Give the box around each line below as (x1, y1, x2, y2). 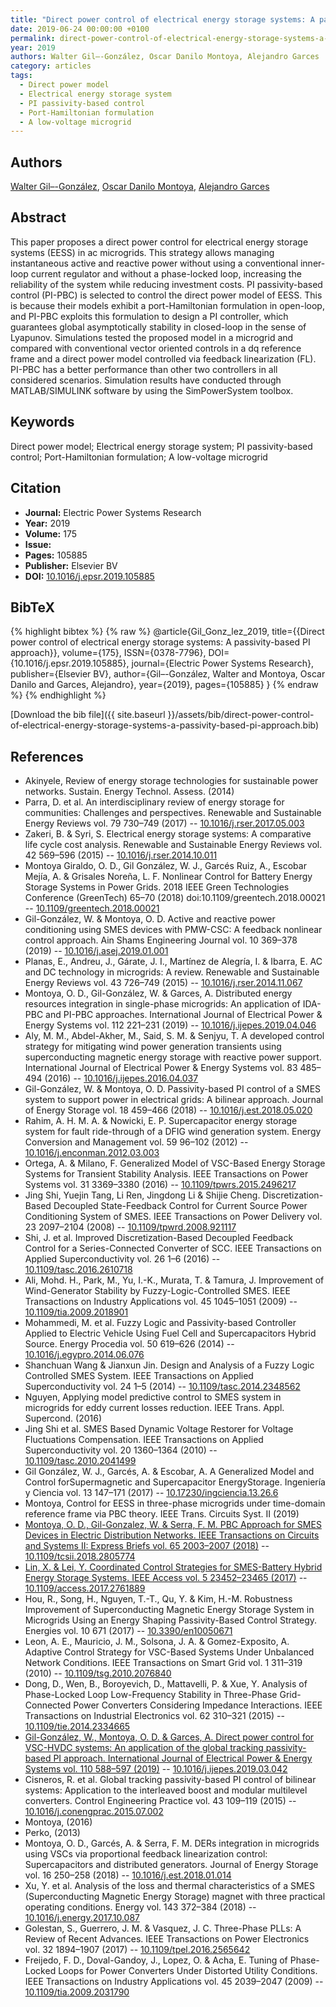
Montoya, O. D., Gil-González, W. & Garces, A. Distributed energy (24, 987, 293, 1000)
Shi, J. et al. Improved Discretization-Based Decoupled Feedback (24, 1232, 294, 1244)
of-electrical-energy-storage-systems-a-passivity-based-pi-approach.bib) (10, 719, 320, 731)
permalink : (10, 33, 56, 43)
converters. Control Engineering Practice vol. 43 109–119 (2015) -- (24, 1795, 297, 1807)
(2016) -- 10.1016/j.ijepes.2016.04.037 (44, 1072, 199, 1085)
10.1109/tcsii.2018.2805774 (24, 1551, 136, 1563)
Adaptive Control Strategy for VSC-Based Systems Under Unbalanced (24, 1646, 315, 1658)
